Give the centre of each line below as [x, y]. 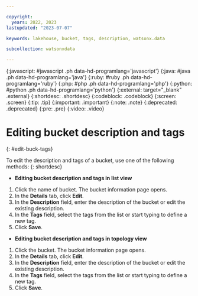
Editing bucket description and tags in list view [73, 178]
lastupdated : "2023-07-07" [39, 28]
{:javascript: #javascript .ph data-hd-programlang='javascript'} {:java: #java [98, 71]
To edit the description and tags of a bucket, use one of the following [90, 161]
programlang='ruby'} [32, 84]
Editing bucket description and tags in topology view [81, 239]
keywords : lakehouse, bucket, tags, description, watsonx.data [86, 38]
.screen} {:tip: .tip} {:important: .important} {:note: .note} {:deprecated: [92, 103]
